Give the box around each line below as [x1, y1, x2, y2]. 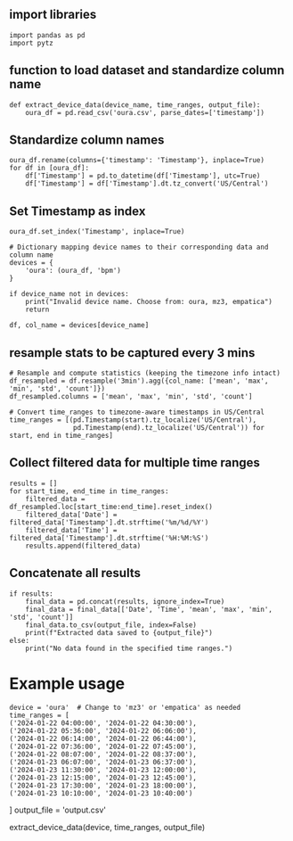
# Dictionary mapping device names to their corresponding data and [9, 243, 269, 252]
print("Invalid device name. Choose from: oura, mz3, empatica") [25, 298, 273, 307]
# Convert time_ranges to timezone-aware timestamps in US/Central [9, 408, 265, 417]
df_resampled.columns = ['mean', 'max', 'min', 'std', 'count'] [9, 392, 253, 401]
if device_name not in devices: [9, 290, 129, 299]
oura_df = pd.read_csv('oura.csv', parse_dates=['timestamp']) [25, 108, 265, 117]
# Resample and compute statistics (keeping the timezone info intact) [9, 369, 281, 378]
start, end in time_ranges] [9, 432, 114, 441]
